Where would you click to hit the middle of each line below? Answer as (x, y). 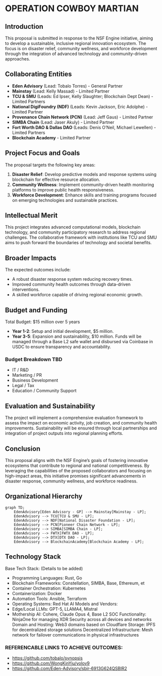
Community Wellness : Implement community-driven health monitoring (83, 184)
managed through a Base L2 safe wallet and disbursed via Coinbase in (82, 342)
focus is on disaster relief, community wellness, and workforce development (81, 48)
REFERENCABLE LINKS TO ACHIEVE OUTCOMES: (64, 647)
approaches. (18, 59)
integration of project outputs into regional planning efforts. (64, 433)
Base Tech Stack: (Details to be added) (44, 568)
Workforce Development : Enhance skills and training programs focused (84, 195)
